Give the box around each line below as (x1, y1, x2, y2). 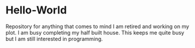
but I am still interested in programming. (5, 35, 103, 42)
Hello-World (5, 4, 67, 17)
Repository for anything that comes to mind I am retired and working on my (5, 23, 190, 30)
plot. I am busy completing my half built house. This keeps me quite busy (5, 29, 185, 36)
